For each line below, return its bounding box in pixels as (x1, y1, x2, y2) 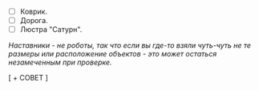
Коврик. (19, 7, 48, 16)
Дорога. (19, 16, 48, 25)
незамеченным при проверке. (8, 57, 112, 67)
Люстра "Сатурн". (19, 25, 83, 34)
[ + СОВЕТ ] (8, 73, 48, 83)
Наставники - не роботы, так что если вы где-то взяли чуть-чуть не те (8, 41, 251, 50)
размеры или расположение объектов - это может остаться (8, 49, 217, 59)
